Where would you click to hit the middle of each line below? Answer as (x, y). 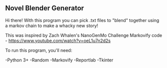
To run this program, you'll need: (39, 50)
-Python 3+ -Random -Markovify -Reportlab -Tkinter (59, 60)
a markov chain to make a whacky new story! (52, 25)
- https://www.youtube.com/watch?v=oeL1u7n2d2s (58, 40)
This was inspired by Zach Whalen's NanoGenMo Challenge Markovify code (84, 35)
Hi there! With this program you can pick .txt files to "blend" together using (82, 20)
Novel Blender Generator (44, 8)
